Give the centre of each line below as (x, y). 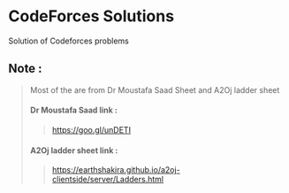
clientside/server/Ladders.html (108, 180)
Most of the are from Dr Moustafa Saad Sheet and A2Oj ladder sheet (155, 89)
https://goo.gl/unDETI (91, 129)
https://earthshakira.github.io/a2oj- (116, 170)
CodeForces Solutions (91, 16)
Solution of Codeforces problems (68, 41)
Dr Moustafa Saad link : (74, 110)
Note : (25, 69)
